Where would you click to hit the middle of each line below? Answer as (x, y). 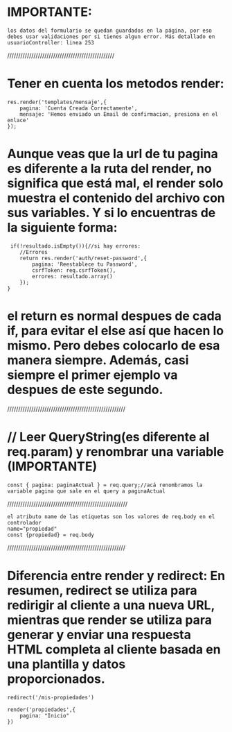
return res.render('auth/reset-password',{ (83, 258)
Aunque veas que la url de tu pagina (113, 154)
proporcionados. (56, 679)
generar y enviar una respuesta (99, 635)
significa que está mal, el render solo (115, 184)
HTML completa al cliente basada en (114, 649)
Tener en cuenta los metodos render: (116, 84)
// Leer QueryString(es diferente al (108, 437)
